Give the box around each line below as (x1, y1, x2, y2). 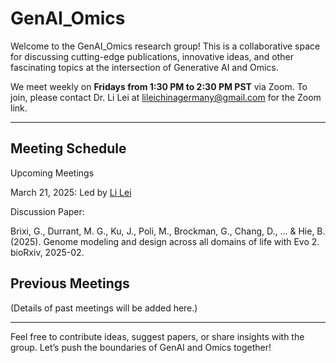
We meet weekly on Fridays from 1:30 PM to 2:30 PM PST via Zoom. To (10, 80, 308, 92)
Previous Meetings (10, 275, 130, 292)
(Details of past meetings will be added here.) (10, 302, 198, 314)
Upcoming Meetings (10, 167, 95, 179)
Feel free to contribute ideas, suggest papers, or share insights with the (10, 330, 305, 342)
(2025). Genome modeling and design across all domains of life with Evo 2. (10, 235, 320, 247)
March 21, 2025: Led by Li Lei (10, 186, 132, 198)
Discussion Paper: (10, 205, 85, 217)
